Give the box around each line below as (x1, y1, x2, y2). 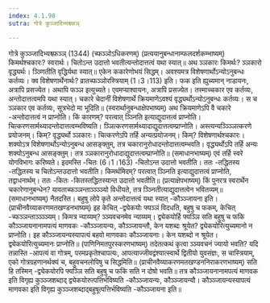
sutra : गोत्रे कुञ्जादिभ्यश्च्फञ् (8, 19, 80, 27)
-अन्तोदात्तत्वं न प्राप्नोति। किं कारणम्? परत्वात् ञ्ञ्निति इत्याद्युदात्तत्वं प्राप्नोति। (8, 112, 201, 122)
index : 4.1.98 (8, 11, 56, 20)
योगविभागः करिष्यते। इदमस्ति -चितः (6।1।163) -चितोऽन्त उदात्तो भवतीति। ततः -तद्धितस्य (8, 157, 240, 167)
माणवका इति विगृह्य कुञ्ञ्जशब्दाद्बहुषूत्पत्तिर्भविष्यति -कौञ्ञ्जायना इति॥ (8, 284, 182, 294)
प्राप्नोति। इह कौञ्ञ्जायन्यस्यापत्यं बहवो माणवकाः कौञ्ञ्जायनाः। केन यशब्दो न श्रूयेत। (8, 230, 219, 239)
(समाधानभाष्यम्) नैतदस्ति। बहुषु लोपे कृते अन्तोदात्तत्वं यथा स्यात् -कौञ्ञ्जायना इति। (8, 193, 218, 203)
